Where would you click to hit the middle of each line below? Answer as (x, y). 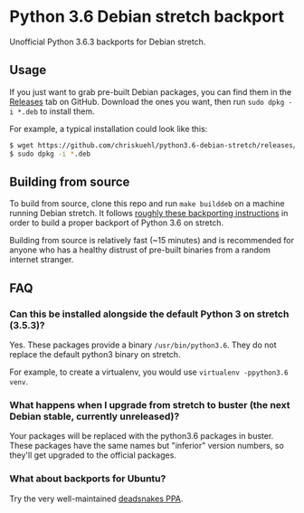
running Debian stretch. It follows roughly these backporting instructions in (149, 214)
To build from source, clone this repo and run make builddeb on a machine (147, 204)
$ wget (22, 145)
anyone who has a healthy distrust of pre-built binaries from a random (140, 250)
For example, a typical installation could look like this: (109, 128)
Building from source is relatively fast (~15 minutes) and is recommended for (152, 241)
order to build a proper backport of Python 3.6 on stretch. (117, 223)
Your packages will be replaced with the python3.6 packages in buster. (142, 436)
